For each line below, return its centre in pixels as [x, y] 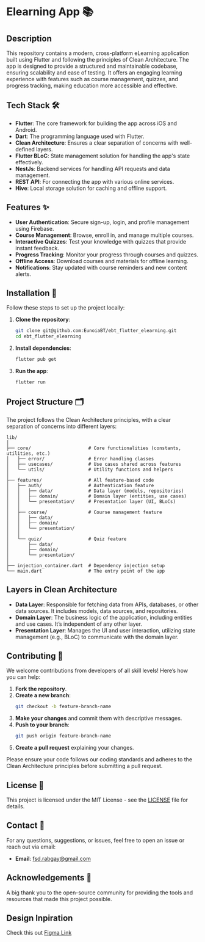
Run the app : [32, 371]
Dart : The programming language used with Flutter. [80, 136]
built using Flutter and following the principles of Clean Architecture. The [98, 60]
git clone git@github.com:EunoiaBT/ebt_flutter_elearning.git [96, 331]
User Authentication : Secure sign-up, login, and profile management [102, 222]
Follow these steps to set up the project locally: [66, 308]
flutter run [30, 382]
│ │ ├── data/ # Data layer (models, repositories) [95, 491]
